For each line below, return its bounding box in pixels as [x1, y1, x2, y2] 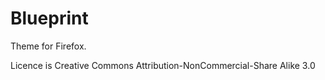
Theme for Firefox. [10, 40, 87, 52]
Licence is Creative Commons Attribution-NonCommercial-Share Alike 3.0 [10, 59, 316, 71]
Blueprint [10, 7, 89, 30]
